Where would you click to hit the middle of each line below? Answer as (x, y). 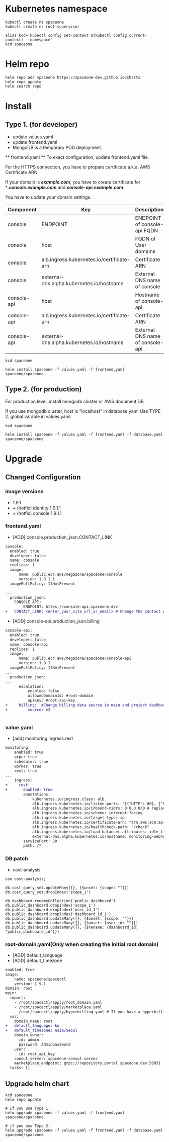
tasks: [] (20, 1068)
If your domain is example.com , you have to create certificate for (73, 182)
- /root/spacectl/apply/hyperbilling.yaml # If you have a (77, 1012)
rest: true (26, 771)
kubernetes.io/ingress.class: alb (68, 799)
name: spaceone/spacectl (40, 979)
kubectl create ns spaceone (35, 22)
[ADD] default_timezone (37, 960)
